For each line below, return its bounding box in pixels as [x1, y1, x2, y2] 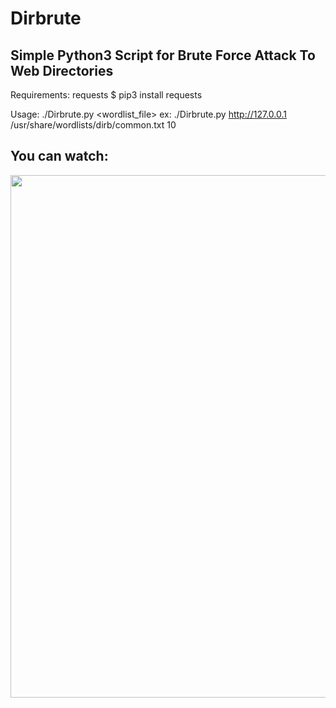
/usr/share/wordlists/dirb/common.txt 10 [10, 119, 177, 131]
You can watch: [10, 148, 109, 165]
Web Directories [10, 62, 114, 79]
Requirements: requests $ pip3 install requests [10, 89, 203, 101]
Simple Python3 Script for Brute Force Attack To [10, 47, 316, 64]
